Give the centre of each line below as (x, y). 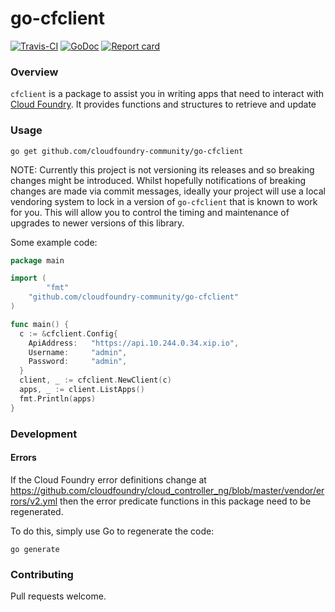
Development (44, 434)
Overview (34, 72)
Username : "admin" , (78, 352)
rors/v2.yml (34, 501)
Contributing (42, 574)
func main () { (40, 324)
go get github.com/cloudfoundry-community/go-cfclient (127, 151)
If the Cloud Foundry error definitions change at (108, 479)
